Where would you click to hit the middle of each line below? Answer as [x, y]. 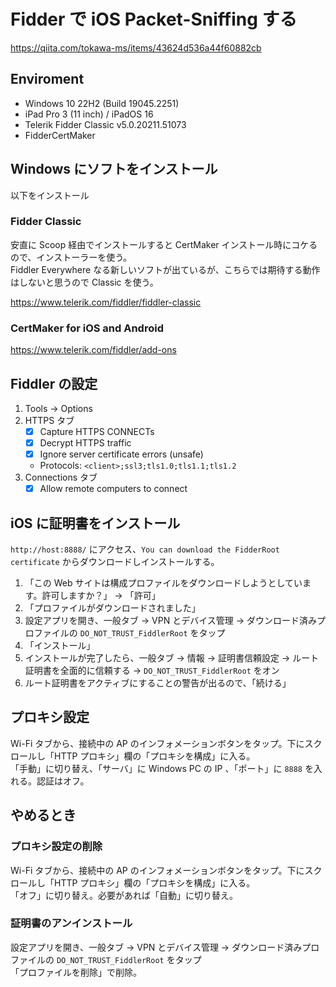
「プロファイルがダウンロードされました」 [112, 608]
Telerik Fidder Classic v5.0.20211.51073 [105, 124]
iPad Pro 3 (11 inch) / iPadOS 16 [89, 114]
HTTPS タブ [49, 420]
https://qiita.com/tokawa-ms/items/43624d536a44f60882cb [136, 47]
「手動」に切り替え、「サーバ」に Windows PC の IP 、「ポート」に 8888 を [162, 768]
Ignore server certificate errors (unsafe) [121, 454]
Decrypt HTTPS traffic [85, 443]
